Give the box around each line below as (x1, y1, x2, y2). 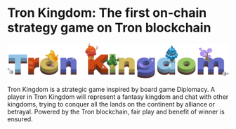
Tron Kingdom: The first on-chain (7, 5, 207, 21)
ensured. (7, 114, 33, 123)
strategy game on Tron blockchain (7, 20, 211, 36)
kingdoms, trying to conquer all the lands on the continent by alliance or (7, 100, 216, 108)
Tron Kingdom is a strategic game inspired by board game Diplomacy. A (7, 85, 216, 93)
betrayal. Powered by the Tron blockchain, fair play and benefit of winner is (7, 107, 225, 116)
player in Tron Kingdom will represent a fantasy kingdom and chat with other (7, 93, 229, 101)
